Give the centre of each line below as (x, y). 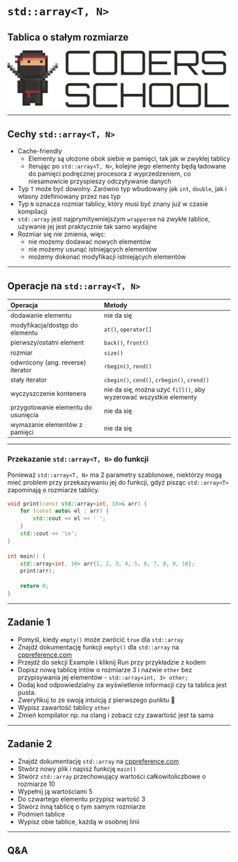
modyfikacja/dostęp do (44, 325)
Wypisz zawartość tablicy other (64, 707)
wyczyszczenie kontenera (48, 393)
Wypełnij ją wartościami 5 (55, 791)
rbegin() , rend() (128, 366)
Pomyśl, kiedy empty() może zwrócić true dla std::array (101, 640)
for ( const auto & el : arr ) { (65, 511)
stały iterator (29, 380)
